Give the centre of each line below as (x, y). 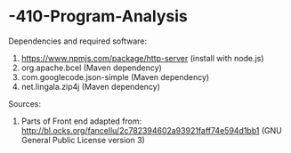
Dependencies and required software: (78, 41)
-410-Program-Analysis (98, 16)
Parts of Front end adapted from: (81, 121)
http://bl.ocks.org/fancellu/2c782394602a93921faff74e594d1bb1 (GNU (151, 130)
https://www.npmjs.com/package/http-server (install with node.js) (142, 58)
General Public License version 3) (83, 140)
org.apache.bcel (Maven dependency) (91, 68)
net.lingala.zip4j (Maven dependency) (91, 86)
